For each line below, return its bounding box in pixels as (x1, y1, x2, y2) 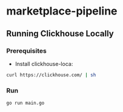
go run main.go (6, 100, 45, 107)
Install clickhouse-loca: (15, 60, 73, 67)
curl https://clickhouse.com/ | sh (6, 71, 96, 78)
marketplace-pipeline (6, 4, 118, 18)
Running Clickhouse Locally (6, 28, 114, 39)
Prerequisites (6, 47, 47, 55)
